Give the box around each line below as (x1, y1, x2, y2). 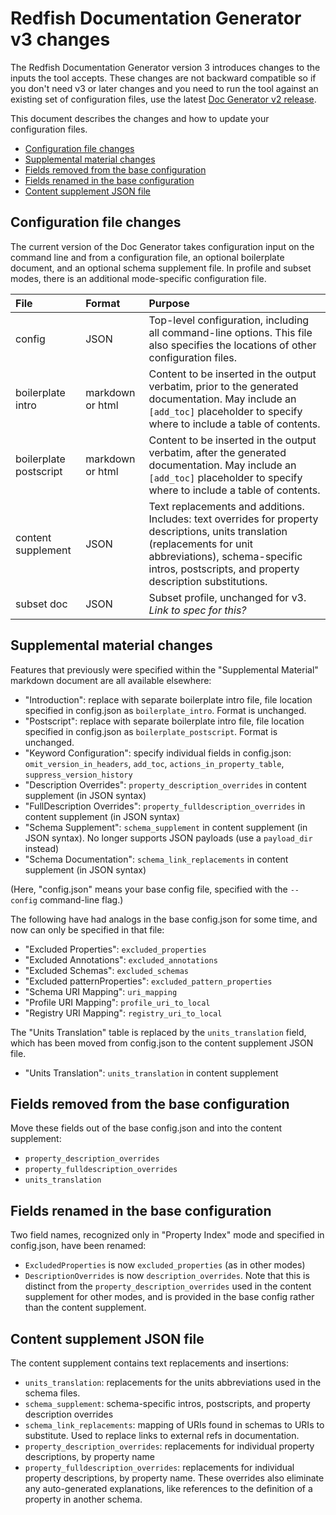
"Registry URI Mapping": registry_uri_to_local (24, 1007, 223, 1019)
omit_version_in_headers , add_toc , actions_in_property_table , (24, 757, 285, 769)
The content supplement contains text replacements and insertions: (10, 1357, 289, 1369)
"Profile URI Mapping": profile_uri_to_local (24, 996, 211, 1008)
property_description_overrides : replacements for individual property (24, 1440, 315, 1452)
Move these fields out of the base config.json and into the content (10, 1122, 283, 1134)
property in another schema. (24, 1493, 143, 1505)
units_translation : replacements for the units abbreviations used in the (24, 1377, 322, 1388)
